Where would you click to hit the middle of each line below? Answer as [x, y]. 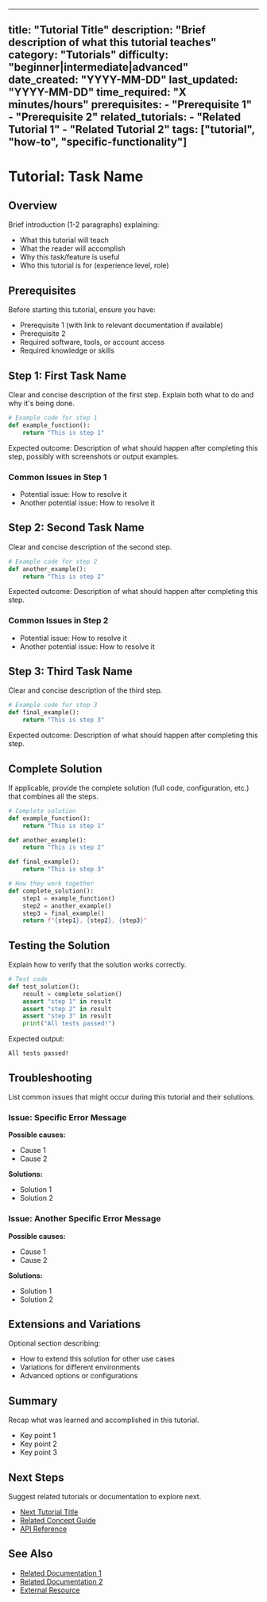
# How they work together [51, 884]
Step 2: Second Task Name [76, 527]
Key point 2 [39, 1444]
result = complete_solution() [73, 994]
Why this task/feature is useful [70, 257]
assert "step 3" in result [67, 1016]
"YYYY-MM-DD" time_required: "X [97, 92]
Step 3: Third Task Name [70, 672]
